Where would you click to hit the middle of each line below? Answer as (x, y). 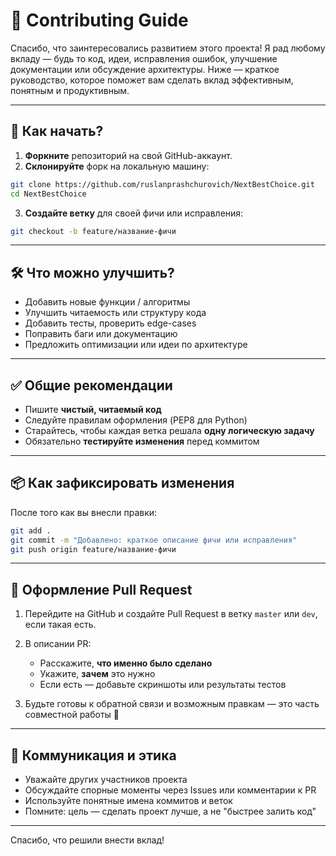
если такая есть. (60, 625)
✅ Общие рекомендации (91, 385)
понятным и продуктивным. (70, 90)
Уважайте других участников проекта (106, 780)
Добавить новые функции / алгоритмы (107, 302)
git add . (31, 530)
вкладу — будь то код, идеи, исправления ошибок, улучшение (144, 58)
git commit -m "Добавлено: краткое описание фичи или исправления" (154, 540)
